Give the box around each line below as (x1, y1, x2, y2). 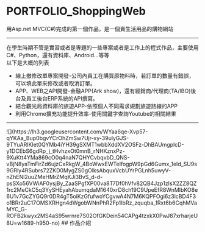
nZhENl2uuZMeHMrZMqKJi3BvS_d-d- (6, 173, 103, 180)
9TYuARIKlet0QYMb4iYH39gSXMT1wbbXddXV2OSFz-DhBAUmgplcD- (6, 141, 184, 148)
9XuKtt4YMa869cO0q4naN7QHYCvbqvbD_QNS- (6, 153, 130, 161)
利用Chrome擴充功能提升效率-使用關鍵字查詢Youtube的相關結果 (15, 110, 177, 117)
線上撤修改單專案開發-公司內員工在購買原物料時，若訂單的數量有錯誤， (15, 72, 195, 79)
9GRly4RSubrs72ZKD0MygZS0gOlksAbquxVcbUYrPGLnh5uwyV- (6, 166, 171, 174)
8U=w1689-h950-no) (6, 219, 60, 227)
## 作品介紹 (61, 219, 92, 227)
